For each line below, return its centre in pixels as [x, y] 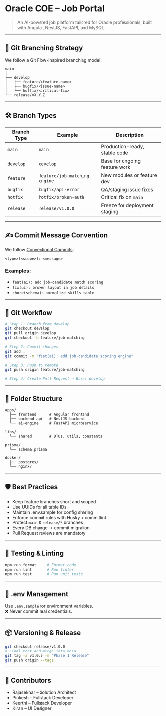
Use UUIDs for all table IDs [39, 507]
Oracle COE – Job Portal [55, 9]
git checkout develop [27, 329]
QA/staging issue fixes [127, 189]
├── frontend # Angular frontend [50, 415]
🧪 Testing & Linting [35, 553]
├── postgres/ [24, 462]
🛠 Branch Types [31, 115]
